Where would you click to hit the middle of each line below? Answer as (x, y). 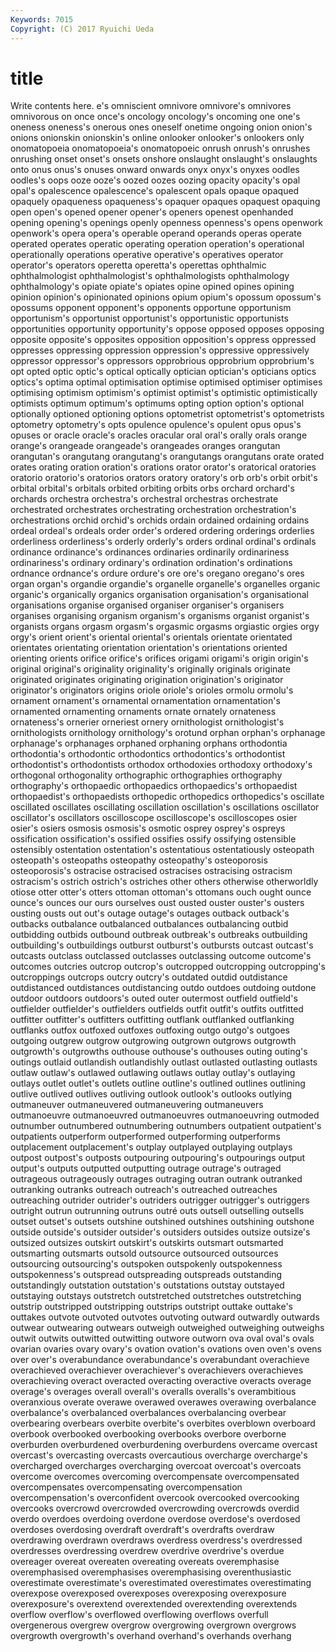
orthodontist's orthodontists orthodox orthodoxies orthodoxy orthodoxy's (161, 765)
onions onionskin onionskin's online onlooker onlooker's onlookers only (157, 138)
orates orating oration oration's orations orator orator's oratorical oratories (163, 467)
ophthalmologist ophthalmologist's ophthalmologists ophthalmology (150, 276)
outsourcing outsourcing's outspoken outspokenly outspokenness (146, 1264)
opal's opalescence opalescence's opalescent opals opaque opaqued (155, 191)
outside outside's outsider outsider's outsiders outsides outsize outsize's (160, 1232)
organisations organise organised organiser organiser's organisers (147, 605)
